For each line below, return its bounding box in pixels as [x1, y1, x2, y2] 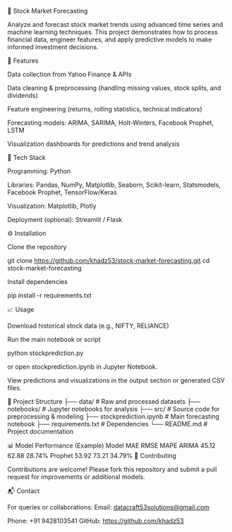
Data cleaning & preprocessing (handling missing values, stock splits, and [7, 84, 221, 92]
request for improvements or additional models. [7, 473, 146, 481]
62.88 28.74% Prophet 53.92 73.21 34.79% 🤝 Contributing [7, 452, 176, 459]
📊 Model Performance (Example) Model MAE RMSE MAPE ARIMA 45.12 [7, 441, 216, 450]
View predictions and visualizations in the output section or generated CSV [7, 376, 226, 384]
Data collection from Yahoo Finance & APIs [7, 70, 132, 78]
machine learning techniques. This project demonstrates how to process [7, 28, 218, 36]
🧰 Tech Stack [7, 154, 46, 161]
